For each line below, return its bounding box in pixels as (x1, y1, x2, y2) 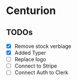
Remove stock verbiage (14, 43, 72, 50)
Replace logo (14, 56, 47, 63)
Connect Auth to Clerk (14, 69, 69, 76)
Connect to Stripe (14, 62, 57, 69)
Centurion (6, 4, 57, 17)
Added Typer (14, 50, 47, 57)
